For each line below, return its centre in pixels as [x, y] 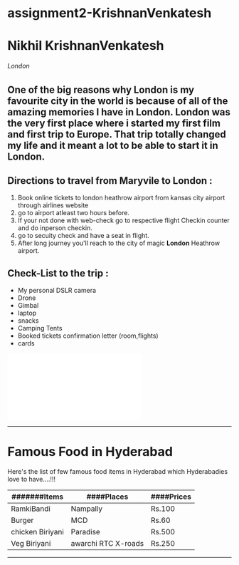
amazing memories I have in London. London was [119, 112]
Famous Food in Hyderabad [90, 452]
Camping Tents [40, 328]
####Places [107, 497]
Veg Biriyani [31, 544]
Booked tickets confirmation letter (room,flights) [88, 336]
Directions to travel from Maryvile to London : [110, 181]
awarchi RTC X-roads [107, 544]
